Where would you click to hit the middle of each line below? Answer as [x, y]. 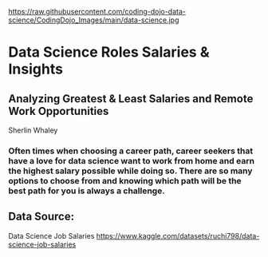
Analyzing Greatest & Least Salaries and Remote [131, 99]
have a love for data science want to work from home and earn [132, 160]
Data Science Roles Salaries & [109, 52]
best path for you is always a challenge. [87, 191]
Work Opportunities [59, 111]
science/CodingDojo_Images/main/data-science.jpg [94, 20]
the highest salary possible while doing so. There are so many [130, 171]
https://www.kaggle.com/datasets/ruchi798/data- [178, 235]
